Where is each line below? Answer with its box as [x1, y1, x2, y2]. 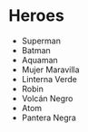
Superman [21, 35, 61, 46]
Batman [21, 44, 51, 55]
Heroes [8, 5, 64, 26]
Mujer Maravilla [21, 64, 80, 75]
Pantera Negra [21, 112, 76, 123]
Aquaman [21, 54, 58, 65]
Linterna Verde [21, 73, 78, 84]
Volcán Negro [21, 92, 73, 104]
